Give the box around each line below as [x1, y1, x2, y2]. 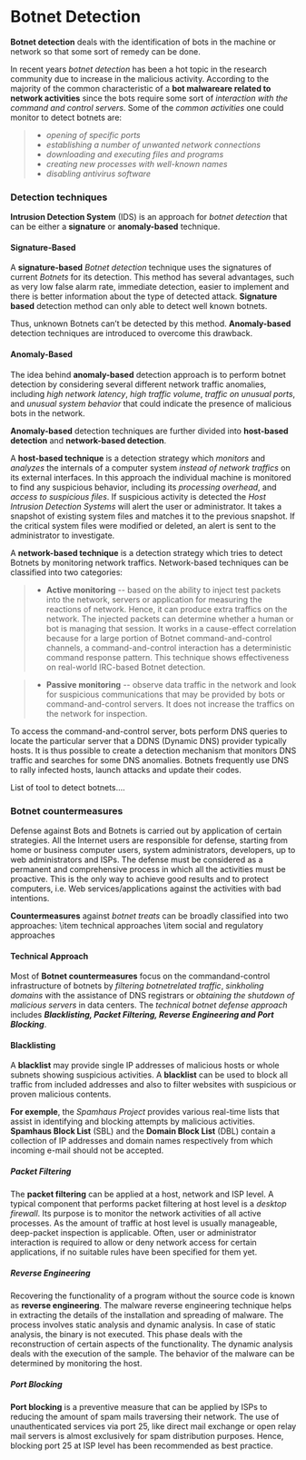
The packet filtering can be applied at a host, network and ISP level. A [10, 1188, 274, 1200]
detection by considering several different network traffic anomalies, [10, 379, 267, 390]
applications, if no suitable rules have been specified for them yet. [10, 1246, 258, 1257]
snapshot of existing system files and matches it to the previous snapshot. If [10, 511, 296, 521]
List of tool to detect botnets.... [10, 781, 125, 792]
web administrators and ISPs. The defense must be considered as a [10, 854, 263, 865]
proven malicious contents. [10, 1088, 112, 1100]
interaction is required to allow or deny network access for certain [10, 1237, 257, 1248]
